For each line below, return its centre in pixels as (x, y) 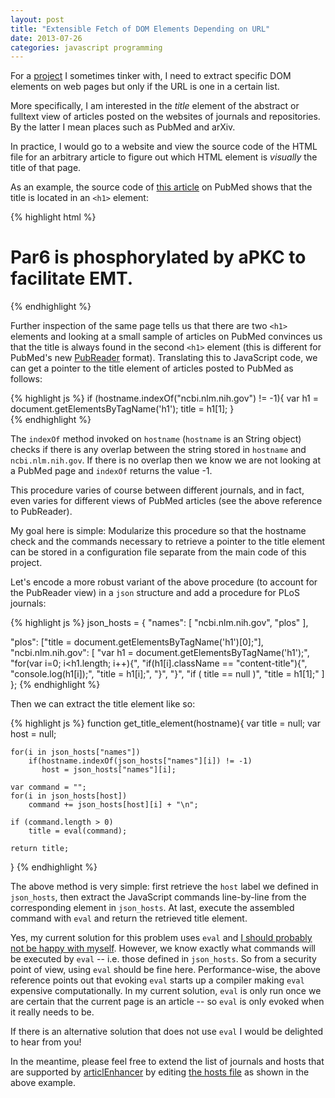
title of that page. (46, 168)
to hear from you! (46, 1042)
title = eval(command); (78, 831)
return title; (40, 849)
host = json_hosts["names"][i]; (109, 770)
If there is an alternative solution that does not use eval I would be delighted (167, 1032)
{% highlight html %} (53, 217)
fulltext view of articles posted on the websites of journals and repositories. (165, 117)
